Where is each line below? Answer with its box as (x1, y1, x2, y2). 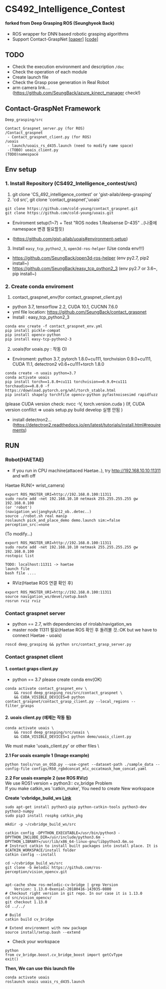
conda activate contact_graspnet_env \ (5, 686, 87, 691)
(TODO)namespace (5, 152, 39, 157)
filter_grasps (5, 704, 35, 709)
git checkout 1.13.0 (5, 900, 48, 905)
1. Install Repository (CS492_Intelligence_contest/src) (5, 180, 137, 187)
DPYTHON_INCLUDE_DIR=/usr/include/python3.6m (5, 835, 100, 840)
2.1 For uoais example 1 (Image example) (5, 752, 89, 758)
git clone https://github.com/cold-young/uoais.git (5, 210, 114, 215)
